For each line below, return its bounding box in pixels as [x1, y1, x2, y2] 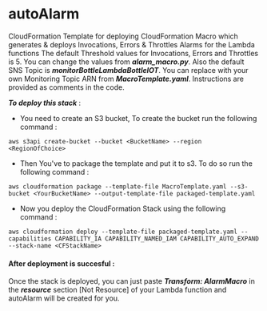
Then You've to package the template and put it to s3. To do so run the [19, 158, 253, 168]
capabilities [8, 234, 52, 243]
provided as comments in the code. [8, 82, 126, 92]
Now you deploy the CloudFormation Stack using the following [19, 204, 226, 213]
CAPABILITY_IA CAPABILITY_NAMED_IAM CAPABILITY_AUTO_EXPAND [54, 234, 260, 243]
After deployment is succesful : [8, 258, 115, 269]
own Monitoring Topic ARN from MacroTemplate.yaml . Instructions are [8, 74, 244, 83]
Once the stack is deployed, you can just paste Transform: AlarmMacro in [8, 277, 256, 286]
